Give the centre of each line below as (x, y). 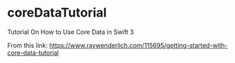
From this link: (27, 45)
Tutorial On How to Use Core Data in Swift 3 (71, 32)
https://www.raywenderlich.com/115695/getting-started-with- (138, 45)
